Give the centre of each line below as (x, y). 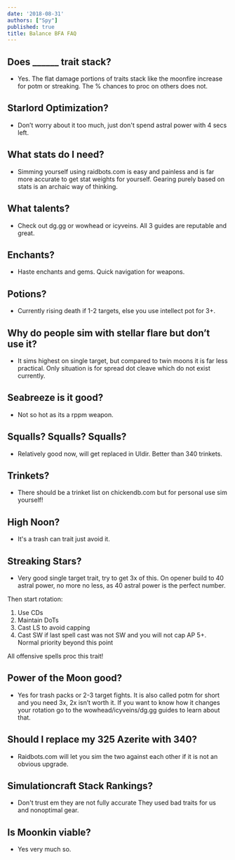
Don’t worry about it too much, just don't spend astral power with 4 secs (122, 125)
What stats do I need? (56, 155)
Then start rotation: (35, 599)
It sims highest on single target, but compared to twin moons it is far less (122, 360)
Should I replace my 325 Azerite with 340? (102, 740)
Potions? (27, 294)
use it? (22, 344)
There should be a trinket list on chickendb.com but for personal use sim (122, 493)
